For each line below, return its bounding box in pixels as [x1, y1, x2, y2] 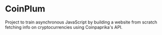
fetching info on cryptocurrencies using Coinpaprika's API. [5, 24, 123, 30]
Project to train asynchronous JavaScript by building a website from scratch [5, 19, 157, 25]
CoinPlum [5, 3, 45, 14]
